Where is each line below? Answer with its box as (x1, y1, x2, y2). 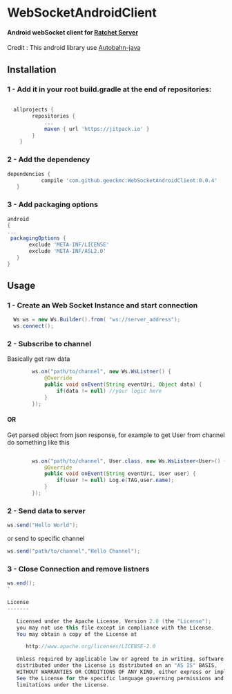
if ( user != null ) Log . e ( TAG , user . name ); (56, 477, 175, 484)
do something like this (7, 438, 70, 446)
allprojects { (13, 106, 54, 114)
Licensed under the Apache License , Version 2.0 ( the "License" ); (16, 618, 212, 625)
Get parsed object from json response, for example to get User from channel (7, 431, 225, 439)
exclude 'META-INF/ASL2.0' (28, 247, 107, 254)
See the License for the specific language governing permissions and (16, 675, 224, 682)
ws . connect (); (13, 323, 54, 330)
